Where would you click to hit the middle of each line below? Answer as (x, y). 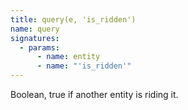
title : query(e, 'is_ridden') (73, 19)
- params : (39, 47)
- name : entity (68, 57)
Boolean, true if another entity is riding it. (94, 94)
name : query (35, 29)
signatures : (35, 38)
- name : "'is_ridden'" (84, 66)
